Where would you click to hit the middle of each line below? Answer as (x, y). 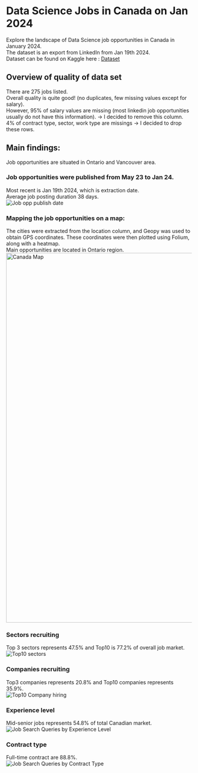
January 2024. (24, 46)
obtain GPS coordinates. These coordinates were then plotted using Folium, (98, 237)
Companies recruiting (38, 669)
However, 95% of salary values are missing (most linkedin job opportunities (98, 110)
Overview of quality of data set (64, 77)
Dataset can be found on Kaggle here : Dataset (63, 59)
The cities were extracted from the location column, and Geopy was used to (98, 231)
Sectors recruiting (33, 635)
